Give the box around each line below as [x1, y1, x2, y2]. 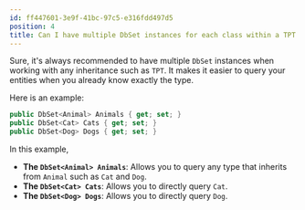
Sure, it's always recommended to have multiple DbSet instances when [9, 56, 275, 67]
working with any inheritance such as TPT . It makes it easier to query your [9, 65, 286, 76]
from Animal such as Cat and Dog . [22, 171, 148, 182]
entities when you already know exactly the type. [9, 75, 195, 86]
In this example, [9, 143, 69, 154]
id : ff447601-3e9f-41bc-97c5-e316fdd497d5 [9, 13, 174, 23]
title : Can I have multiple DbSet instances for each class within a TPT [9, 30, 297, 39]
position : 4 [9, 22, 55, 31]
